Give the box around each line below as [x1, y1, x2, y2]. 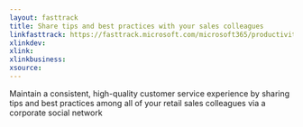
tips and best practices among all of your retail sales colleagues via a [9, 97, 266, 108]
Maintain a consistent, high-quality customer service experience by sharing [9, 87, 290, 99]
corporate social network [9, 107, 103, 118]
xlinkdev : [9, 38, 47, 48]
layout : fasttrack [9, 13, 78, 23]
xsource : [9, 64, 42, 73]
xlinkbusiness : [9, 55, 67, 64]
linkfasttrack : [9, 30, 67, 39]
